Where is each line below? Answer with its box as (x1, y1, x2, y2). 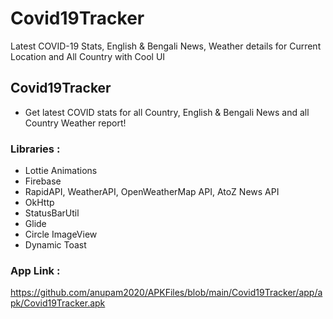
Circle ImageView (24, 228, 98, 241)
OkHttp (24, 197, 55, 209)
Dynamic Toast (24, 239, 87, 251)
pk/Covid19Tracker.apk (10, 297, 106, 309)
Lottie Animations (24, 165, 98, 177)
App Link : (10, 263, 61, 277)
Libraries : (10, 142, 61, 156)
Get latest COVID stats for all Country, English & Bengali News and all (24, 106, 310, 118)
